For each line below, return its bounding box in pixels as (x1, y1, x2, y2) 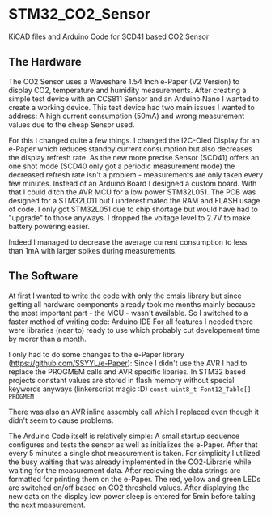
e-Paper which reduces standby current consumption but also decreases (8, 143, 252, 154)
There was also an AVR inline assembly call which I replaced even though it (8, 407, 259, 416)
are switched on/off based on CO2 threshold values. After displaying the (8, 483, 250, 493)
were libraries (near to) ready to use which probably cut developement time (8, 325, 260, 335)
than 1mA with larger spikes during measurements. (8, 245, 177, 255)
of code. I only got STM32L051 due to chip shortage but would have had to (8, 204, 259, 214)
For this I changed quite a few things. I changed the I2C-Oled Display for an (8, 135, 260, 145)
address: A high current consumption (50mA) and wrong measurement (8, 111, 245, 121)
